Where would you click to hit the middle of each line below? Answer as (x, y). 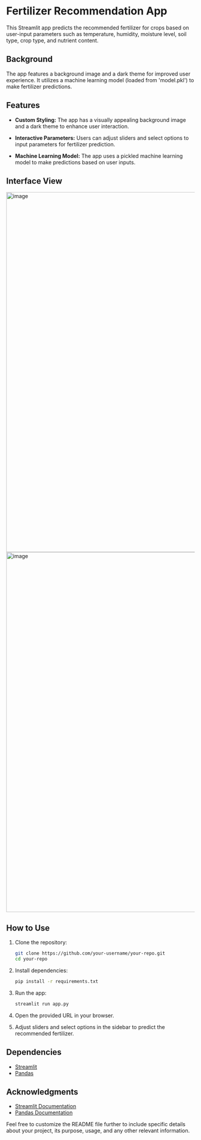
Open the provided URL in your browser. (65, 1015)
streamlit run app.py (42, 1004)
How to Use (28, 928)
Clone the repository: (41, 943)
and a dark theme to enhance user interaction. (72, 126)
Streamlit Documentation (45, 1106)
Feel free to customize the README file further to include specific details (96, 1124)
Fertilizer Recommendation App (87, 11)
